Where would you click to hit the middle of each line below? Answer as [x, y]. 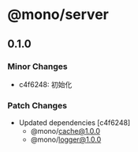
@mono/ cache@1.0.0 [65, 131]
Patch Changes [37, 105]
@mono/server [58, 15]
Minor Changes [37, 66]
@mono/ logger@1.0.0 [66, 139]
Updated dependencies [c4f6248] [75, 123]
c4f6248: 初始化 [45, 84]
